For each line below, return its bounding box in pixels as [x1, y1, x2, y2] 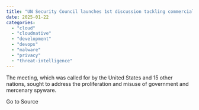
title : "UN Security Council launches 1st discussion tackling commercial [6, 8, 195, 15]
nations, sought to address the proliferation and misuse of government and [6, 80, 189, 87]
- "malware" [11, 47, 41, 53]
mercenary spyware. [6, 86, 57, 94]
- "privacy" [11, 52, 41, 58]
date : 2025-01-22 [6, 14, 49, 20]
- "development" [11, 36, 52, 42]
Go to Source [6, 98, 38, 105]
